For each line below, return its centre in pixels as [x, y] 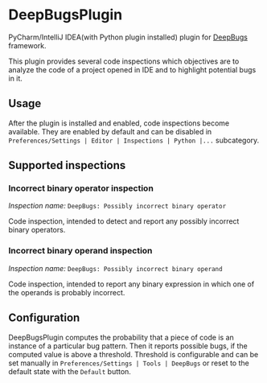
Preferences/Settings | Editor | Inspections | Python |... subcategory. [134, 140]
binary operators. [37, 230]
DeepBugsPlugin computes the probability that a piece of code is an [121, 337]
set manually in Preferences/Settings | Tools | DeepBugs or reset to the [129, 363]
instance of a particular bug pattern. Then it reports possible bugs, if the [128, 346]
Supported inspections [67, 165]
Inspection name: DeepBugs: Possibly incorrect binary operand [115, 268]
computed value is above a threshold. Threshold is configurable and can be [133, 354]
